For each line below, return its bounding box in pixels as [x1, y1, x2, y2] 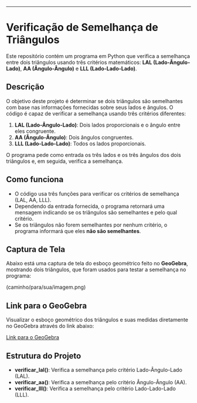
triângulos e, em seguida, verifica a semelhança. [6, 158, 123, 165]
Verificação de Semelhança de [6, 21, 158, 34]
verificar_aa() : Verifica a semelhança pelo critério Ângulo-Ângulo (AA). [14, 379, 187, 385]
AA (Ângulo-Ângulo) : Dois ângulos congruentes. [14, 134, 134, 141]
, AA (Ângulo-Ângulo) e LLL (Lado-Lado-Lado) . [20, 65, 137, 72]
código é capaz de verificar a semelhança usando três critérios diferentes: [6, 110, 186, 117]
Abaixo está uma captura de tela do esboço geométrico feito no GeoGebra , [6, 260, 189, 267]
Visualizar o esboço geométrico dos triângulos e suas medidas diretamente [6, 316, 189, 323]
